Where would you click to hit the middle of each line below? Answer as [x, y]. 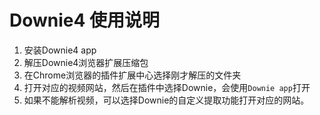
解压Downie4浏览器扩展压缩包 [86, 62]
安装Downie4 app [60, 50]
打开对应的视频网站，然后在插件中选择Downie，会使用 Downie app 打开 [167, 87]
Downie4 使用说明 [85, 20]
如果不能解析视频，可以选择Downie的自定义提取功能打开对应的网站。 [166, 100]
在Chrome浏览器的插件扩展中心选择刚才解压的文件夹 [132, 75]
